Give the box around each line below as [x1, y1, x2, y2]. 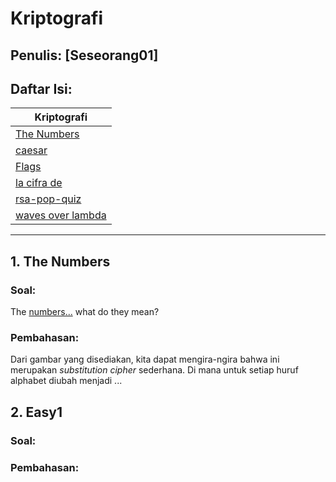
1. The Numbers [10, 253, 111, 270]
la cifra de [15, 176, 63, 190]
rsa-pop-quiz [15, 192, 82, 206]
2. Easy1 [10, 403, 63, 421]
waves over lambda [15, 208, 107, 222]
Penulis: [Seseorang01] [10, 47, 159, 64]
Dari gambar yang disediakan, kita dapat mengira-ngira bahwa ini [10, 353, 280, 366]
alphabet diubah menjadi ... [10, 375, 123, 387]
